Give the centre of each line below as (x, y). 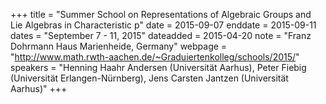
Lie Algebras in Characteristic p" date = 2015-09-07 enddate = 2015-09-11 (163, 25)
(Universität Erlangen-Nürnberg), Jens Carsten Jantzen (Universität (149, 78)
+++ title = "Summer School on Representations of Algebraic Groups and (161, 14)
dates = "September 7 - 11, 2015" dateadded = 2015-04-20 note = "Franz (161, 35)
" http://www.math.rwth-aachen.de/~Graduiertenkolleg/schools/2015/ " (155, 57)
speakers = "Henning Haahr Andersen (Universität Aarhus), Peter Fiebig (158, 67)
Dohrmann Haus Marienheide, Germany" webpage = (119, 46)
